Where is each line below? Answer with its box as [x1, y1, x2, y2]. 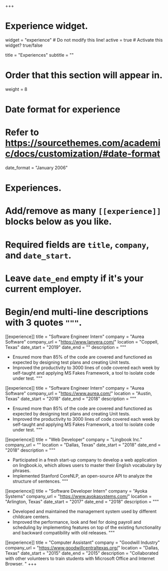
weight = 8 [5, 86, 28, 92]
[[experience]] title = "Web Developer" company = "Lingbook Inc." [5, 436, 142, 442]
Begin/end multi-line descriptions [5, 306, 149, 317]
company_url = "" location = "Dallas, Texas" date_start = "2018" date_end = [5, 441, 161, 447]
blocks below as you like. [5, 216, 112, 227]
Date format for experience [5, 104, 120, 116]
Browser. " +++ [5, 560, 37, 566]
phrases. [12, 468, 31, 474]
